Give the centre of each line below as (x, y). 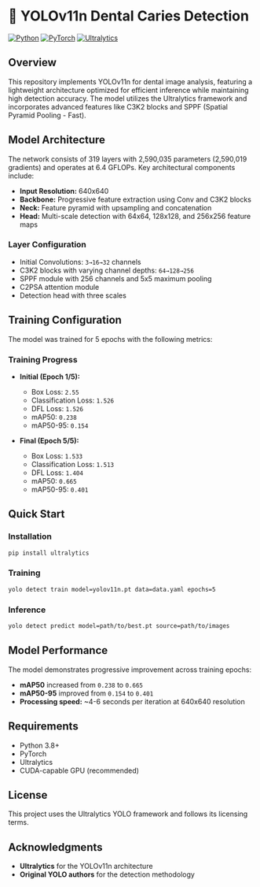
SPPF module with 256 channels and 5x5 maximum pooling (115, 278)
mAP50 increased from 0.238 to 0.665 (81, 685)
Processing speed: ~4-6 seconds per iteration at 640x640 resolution (132, 701)
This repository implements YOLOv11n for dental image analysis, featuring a (130, 81)
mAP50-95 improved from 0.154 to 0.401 (86, 693)
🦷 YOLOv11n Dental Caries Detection (129, 16)
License (28, 795)
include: (21, 176)
